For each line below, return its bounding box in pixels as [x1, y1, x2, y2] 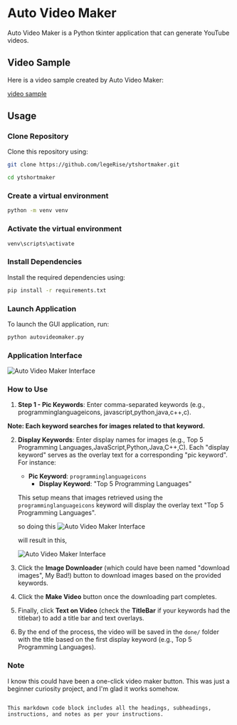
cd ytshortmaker [7, 174, 56, 181]
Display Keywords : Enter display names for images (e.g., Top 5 [17, 435, 204, 444]
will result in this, [17, 536, 68, 545]
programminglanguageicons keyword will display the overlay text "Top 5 [17, 501, 224, 509]
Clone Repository [7, 132, 69, 142]
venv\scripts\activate [7, 240, 75, 247]
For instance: [17, 458, 57, 467]
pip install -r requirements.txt [7, 287, 107, 294]
